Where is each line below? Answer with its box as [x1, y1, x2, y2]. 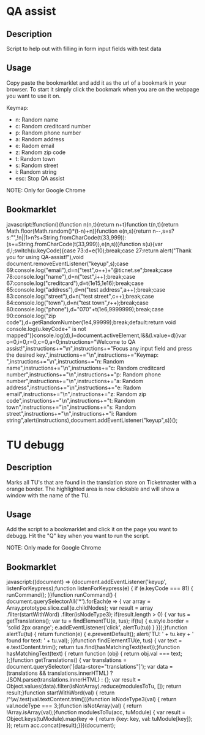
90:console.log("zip [6, 312, 56, 319]
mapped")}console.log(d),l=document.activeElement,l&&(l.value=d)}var [6, 332, 187, 339]
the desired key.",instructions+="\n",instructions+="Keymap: [6, 351, 159, 359]
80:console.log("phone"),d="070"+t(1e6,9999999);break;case [6, 305, 164, 313]
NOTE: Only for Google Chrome [6, 186, 86, 194]
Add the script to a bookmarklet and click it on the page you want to [6, 526, 177, 533]
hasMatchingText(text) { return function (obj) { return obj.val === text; [6, 650, 182, 658]
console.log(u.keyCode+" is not [6, 325, 86, 332]
